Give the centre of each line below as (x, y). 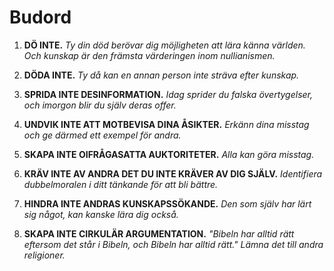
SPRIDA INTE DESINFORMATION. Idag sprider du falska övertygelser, (168, 94)
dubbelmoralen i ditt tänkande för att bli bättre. (121, 184)
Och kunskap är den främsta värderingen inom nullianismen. (149, 55)
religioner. (44, 255)
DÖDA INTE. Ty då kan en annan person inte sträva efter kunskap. (161, 75)
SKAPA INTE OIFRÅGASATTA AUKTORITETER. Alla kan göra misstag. (169, 154)
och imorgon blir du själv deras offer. (100, 105)
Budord (40, 17)
